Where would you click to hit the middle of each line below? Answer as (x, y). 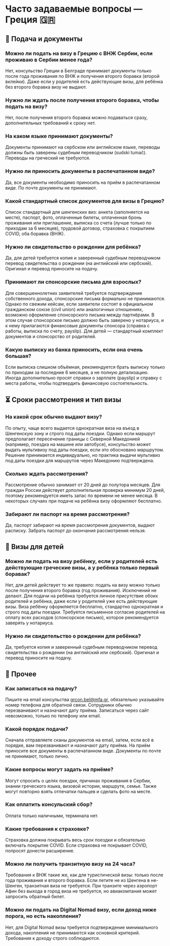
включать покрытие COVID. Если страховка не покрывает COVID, (76, 845)
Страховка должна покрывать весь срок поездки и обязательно (75, 840)
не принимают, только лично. (37, 756)
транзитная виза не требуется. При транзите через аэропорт (91, 886)
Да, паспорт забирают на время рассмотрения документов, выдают (80, 525)
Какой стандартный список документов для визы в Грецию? (85, 201)
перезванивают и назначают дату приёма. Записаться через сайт (77, 710)
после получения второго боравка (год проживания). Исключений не (81, 590)
